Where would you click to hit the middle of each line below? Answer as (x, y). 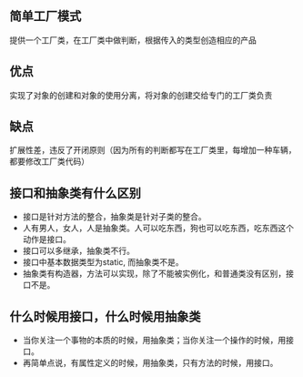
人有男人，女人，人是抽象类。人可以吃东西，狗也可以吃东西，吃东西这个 (158, 228)
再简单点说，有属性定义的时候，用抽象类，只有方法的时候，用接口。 (150, 363)
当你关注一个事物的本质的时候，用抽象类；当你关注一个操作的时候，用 (154, 341)
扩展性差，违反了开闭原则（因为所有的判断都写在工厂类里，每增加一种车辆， (153, 150)
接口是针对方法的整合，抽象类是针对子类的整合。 (114, 217)
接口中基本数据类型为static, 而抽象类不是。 (103, 262)
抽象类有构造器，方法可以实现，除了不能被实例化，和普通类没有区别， (154, 274)
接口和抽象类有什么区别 (75, 193)
